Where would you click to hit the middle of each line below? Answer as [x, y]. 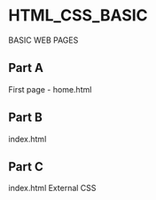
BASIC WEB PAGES [43, 40]
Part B [26, 118]
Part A [26, 68]
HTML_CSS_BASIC [78, 16]
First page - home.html [50, 89]
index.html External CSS [52, 188]
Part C [26, 167]
